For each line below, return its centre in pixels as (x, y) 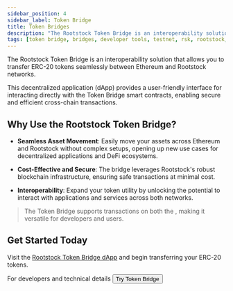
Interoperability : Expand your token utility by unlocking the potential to (119, 190)
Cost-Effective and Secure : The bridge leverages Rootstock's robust (116, 169)
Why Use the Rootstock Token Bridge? (92, 124)
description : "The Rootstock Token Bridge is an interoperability (105, 33)
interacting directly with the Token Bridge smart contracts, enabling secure (114, 95)
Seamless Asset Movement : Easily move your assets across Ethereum (119, 141)
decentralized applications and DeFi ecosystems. (87, 156)
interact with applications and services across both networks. (105, 197)
